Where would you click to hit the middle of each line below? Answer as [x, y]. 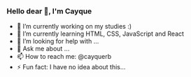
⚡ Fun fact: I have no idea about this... [71, 67]
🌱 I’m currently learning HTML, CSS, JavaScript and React [100, 34]
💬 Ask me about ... [43, 49]
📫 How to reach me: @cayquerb [64, 57]
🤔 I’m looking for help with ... [58, 41]
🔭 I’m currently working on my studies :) [74, 27]
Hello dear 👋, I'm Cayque [49, 11]
